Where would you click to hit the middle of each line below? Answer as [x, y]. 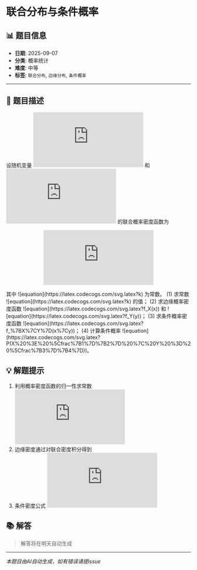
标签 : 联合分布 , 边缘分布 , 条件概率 [50, 75]
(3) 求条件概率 [165, 316]
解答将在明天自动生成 [46, 544]
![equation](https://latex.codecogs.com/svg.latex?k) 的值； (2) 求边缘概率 [95, 301]
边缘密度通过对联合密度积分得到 [53, 449]
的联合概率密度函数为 [143, 221]
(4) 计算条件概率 [101, 330]
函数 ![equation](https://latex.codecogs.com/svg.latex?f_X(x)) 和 [89, 309]
